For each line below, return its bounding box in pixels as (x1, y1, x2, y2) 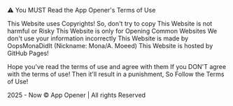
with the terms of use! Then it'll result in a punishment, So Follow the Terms (7, 70, 225, 78)
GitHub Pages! (7, 49, 49, 57)
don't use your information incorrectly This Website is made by (7, 34, 189, 43)
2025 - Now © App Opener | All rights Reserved (7, 91, 146, 99)
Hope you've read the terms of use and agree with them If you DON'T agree (7, 63, 226, 70)
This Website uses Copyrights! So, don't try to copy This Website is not (7, 20, 213, 27)
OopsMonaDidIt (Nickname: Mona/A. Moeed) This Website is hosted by (7, 42, 213, 50)
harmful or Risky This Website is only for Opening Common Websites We (7, 27, 218, 35)
